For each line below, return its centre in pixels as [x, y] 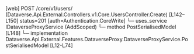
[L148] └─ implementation [37, 33]
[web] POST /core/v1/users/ [39, 8]
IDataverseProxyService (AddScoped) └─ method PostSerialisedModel [91, 27]
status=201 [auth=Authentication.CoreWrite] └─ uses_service [93, 21]
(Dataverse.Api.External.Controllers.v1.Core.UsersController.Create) [86, 15]
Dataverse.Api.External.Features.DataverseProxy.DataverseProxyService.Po [97, 39]
